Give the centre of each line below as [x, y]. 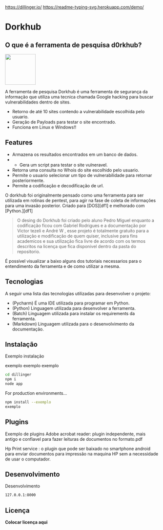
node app [14, 384]
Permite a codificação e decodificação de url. [58, 185]
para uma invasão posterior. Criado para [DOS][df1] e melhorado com [75, 205]
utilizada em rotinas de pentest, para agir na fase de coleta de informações [81, 200]
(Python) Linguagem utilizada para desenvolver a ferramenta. [74, 308]
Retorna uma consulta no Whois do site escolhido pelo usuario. [76, 170]
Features [19, 142]
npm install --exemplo [28, 402]
